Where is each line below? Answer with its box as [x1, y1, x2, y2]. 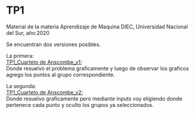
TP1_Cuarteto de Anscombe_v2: [6, 89, 83, 96]
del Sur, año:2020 [6, 29, 50, 36]
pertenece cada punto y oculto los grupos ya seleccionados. [6, 101, 154, 108]
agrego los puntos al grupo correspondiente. [6, 71, 115, 78]
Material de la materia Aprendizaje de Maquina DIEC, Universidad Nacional [6, 23, 188, 30]
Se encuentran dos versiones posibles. [6, 41, 101, 48]
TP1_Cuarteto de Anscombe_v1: [6, 58, 82, 66]
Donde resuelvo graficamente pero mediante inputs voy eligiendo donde [6, 95, 183, 102]
